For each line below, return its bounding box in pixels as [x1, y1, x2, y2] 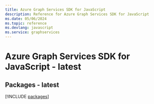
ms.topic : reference [5, 21, 47, 26]
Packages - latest [5, 81, 59, 89]
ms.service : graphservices [5, 30, 60, 35]
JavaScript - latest [5, 62, 81, 72]
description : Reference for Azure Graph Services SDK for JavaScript [5, 12, 150, 17]
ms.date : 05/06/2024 [5, 16, 47, 21]
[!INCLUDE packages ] [5, 94, 49, 99]
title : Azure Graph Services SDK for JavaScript [5, 7, 106, 12]
